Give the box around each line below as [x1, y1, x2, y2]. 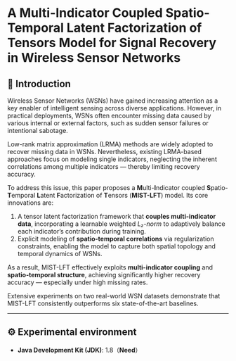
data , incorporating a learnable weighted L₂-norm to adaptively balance [17, 220, 226, 228]
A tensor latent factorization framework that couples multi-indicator [17, 213, 216, 220]
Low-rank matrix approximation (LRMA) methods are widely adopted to [7, 140, 214, 148]
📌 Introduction [7, 77, 72, 89]
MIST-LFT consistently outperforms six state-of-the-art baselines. [7, 299, 199, 308]
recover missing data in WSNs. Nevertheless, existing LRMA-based [7, 148, 202, 156]
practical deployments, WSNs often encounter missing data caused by [7, 111, 211, 120]
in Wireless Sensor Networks [7, 50, 181, 66]
